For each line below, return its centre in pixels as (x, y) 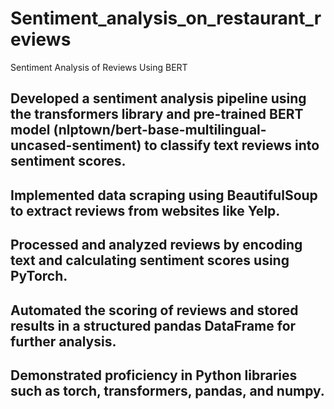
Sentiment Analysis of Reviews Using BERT (99, 67)
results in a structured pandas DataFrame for (153, 325)
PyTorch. (39, 276)
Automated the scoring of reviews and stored (154, 310)
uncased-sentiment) (76, 145)
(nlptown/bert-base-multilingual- (160, 130)
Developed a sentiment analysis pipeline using (158, 98)
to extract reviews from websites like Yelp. (145, 210)
